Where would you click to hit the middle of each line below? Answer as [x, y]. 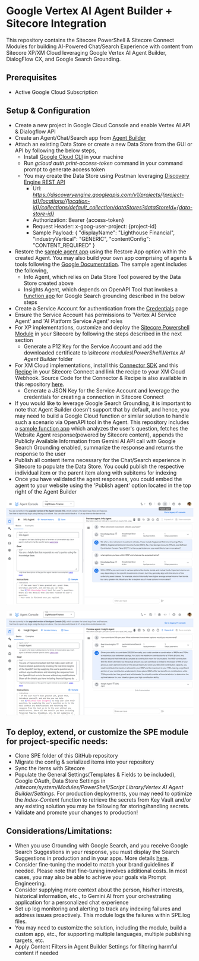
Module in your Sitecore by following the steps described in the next [98, 334]
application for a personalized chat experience [72, 902]
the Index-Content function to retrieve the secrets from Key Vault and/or [103, 800]
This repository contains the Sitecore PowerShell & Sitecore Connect [90, 40]
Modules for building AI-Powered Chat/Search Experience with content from [99, 46]
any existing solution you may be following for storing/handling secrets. [102, 806]
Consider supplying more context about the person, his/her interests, [99, 890]
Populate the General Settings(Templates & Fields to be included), [95, 774]
